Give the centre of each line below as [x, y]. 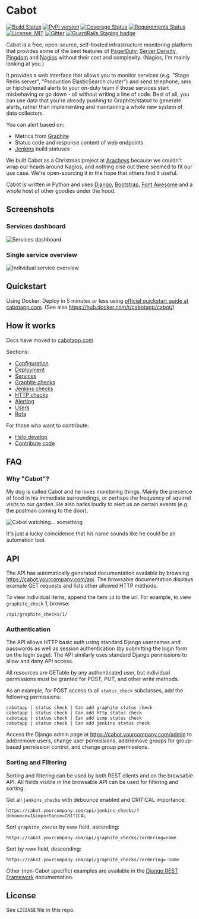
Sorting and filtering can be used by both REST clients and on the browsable [99, 775]
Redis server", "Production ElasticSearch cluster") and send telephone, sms [99, 81]
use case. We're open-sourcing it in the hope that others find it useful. [92, 172]
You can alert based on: [35, 124]
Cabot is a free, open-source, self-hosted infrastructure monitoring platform [99, 45]
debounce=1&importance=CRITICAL [46, 816]
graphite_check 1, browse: [38, 604]
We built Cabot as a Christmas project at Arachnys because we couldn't [94, 160]
